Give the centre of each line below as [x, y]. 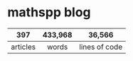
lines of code [101, 47]
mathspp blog [49, 12]
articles [23, 47]
